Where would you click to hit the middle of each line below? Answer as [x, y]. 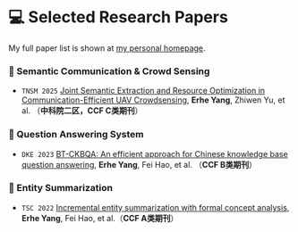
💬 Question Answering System [76, 135]
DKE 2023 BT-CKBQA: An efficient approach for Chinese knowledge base [154, 153]
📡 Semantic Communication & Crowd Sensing [109, 70]
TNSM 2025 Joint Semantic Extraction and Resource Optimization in [143, 91]
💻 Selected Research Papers [119, 17]
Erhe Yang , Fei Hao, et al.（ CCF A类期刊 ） [100, 218]
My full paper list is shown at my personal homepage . [107, 48]
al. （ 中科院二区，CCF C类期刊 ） [82, 111]
